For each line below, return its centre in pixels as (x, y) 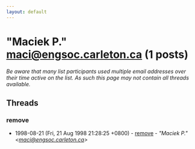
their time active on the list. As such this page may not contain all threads (98, 78)
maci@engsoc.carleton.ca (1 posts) (97, 54)
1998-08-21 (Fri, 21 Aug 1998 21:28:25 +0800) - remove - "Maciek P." (101, 133)
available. (19, 84)
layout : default (26, 12)
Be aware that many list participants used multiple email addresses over (96, 71)
